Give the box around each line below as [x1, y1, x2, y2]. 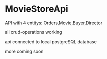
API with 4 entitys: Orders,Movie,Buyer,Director [5, 20, 103, 26]
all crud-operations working [5, 29, 62, 35]
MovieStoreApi [5, 3, 68, 15]
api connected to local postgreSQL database [5, 38, 97, 45]
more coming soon [5, 48, 44, 54]
